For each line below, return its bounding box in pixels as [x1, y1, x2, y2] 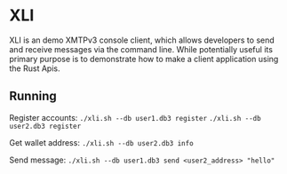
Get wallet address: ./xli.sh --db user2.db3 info [9, 137, 194, 147]
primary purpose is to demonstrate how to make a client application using [9, 53, 279, 64]
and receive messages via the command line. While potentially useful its [9, 43, 274, 54]
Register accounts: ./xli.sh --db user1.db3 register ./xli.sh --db [9, 112, 261, 123]
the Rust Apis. [9, 63, 60, 74]
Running [9, 89, 58, 104]
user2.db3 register [9, 122, 82, 130]
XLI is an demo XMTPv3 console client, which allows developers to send [9, 35, 275, 45]
